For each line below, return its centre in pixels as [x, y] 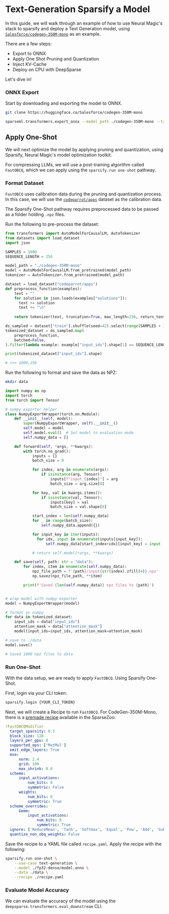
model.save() [19, 645]
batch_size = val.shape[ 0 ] [78, 507]
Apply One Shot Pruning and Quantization [56, 58]
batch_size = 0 [48, 461]
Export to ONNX [29, 53]
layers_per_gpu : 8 [29, 741]
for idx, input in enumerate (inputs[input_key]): [90, 539]
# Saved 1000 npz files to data [39, 654]
